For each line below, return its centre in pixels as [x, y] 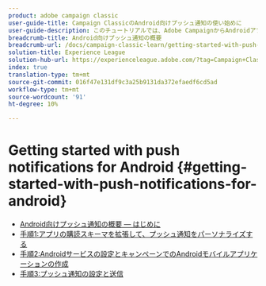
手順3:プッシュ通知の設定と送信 [72, 274]
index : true [28, 68]
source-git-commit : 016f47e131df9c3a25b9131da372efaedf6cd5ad [113, 82]
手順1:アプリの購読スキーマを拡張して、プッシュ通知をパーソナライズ [133, 234]
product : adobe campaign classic [63, 15]
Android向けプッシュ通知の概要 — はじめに [90, 224]
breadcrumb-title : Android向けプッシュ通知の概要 [85, 38]
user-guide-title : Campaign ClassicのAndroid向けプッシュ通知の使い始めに [125, 23]
